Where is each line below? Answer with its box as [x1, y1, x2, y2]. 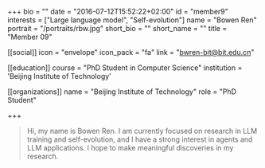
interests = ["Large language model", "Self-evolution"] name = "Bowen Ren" [7, 15, 257, 25]
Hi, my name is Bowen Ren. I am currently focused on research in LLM [26, 127, 258, 135]
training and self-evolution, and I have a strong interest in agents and [26, 135, 253, 144]
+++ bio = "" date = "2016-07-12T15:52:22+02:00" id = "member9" [7, 7, 228, 16]
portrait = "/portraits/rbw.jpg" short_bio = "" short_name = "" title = [7, 24, 228, 33]
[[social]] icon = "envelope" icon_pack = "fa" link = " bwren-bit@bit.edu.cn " [7, 48, 255, 57]
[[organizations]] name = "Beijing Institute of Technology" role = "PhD [7, 87, 236, 96]
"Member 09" [7, 32, 53, 41]
